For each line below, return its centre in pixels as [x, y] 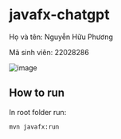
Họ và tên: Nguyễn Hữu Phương [61, 37]
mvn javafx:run [34, 127]
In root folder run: [38, 112]
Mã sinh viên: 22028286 [49, 52]
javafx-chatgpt [59, 15]
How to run [37, 93]
